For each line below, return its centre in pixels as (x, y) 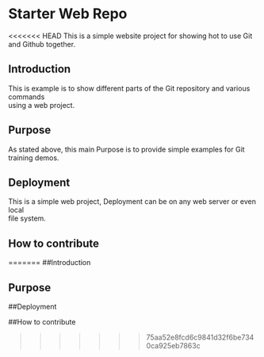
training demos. (34, 157)
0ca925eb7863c (173, 345)
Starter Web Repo (68, 14)
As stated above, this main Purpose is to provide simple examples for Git (126, 149)
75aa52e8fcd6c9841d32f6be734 (200, 337)
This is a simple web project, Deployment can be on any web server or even (132, 202)
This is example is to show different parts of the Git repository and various (129, 88)
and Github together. (42, 44)
